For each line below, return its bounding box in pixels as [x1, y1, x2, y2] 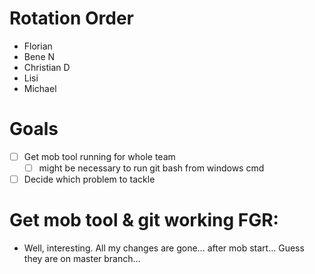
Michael [23, 82, 57, 94]
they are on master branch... [23, 253, 141, 264]
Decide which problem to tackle [23, 173, 156, 185]
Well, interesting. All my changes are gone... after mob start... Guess [23, 242, 305, 254]
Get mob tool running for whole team [23, 150, 176, 162]
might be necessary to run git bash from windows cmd [38, 162, 265, 174]
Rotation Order [9, 7, 134, 30]
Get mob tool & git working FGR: [9, 209, 279, 232]
